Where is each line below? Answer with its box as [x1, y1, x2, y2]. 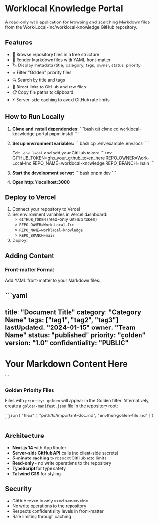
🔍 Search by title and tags [12, 77, 65, 83]
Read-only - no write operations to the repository [12, 460, 112, 466]
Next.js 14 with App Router [12, 444, 67, 450]
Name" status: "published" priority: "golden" [5, 331, 146, 339]
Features [5, 39, 33, 47]
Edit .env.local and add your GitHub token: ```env [12, 150, 112, 155]
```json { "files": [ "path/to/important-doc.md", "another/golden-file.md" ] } [5, 413, 154, 418]
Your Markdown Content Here [5, 358, 128, 370]
